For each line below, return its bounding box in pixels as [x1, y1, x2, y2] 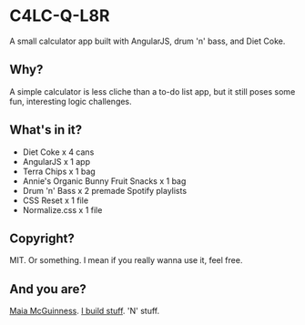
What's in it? [9, 122, 83, 137]
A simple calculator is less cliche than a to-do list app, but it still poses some [9, 86, 296, 96]
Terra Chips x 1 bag [22, 166, 96, 177]
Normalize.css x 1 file [22, 204, 103, 215]
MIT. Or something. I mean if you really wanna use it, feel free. [9, 255, 243, 266]
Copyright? [9, 230, 76, 246]
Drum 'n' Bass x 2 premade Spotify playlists [22, 185, 188, 196]
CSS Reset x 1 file [22, 195, 89, 206]
